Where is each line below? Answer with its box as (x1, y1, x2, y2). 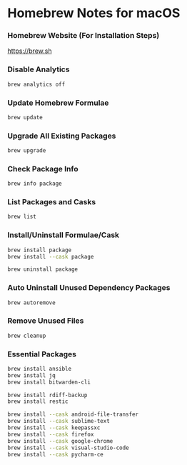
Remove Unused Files (7, 316, 84, 326)
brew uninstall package (7, 266, 79, 273)
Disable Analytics (7, 64, 70, 74)
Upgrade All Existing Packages (7, 131, 116, 141)
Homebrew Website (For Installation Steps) (7, 31, 160, 41)
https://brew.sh (7, 46, 52, 55)
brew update (7, 114, 43, 121)
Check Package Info (7, 164, 79, 174)
